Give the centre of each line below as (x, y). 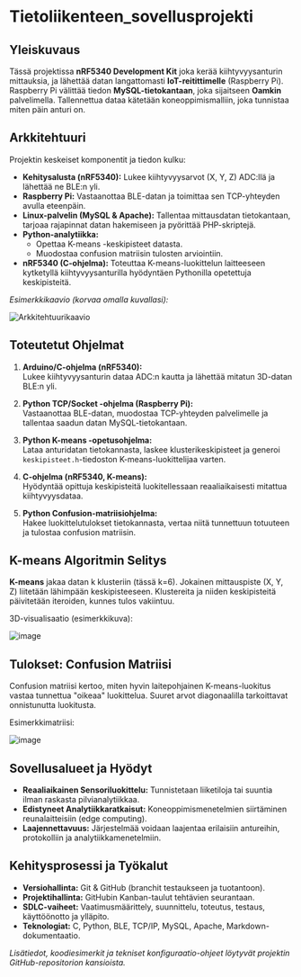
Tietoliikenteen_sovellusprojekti (132, 17)
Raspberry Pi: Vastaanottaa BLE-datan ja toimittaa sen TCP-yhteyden (151, 196)
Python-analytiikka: (60, 234)
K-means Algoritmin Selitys (88, 561)
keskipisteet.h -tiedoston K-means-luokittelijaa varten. (124, 459)
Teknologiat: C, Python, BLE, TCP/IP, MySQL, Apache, (123, 926)
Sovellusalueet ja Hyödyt (81, 768)
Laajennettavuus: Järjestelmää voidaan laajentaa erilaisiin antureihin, (151, 829)
